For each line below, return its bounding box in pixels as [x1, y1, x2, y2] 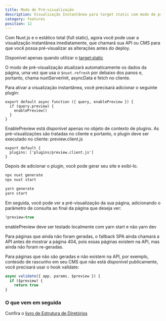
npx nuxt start [5, 177, 37, 183]
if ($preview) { [9, 278, 43, 283]
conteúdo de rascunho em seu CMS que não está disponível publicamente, [5, 258, 158, 264]
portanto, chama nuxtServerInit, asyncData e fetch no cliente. [5, 75, 131, 81]
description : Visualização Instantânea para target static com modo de [5, 12, 156, 17]
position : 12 [5, 21, 32, 26]
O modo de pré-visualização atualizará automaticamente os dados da [5, 64, 147, 70]
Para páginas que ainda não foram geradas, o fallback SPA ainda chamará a [5, 233, 160, 239]
